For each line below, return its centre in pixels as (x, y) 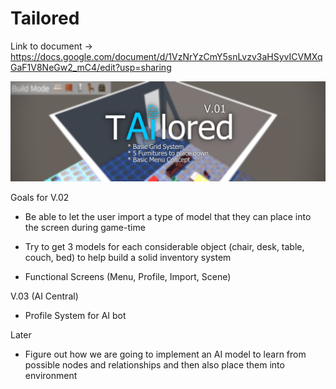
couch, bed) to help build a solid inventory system (128, 258)
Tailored (45, 18)
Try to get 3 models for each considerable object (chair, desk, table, (164, 247)
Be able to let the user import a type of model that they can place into (168, 217)
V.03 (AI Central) (44, 296)
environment (51, 376)
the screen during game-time (85, 228)
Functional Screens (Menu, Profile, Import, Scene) (128, 277)
